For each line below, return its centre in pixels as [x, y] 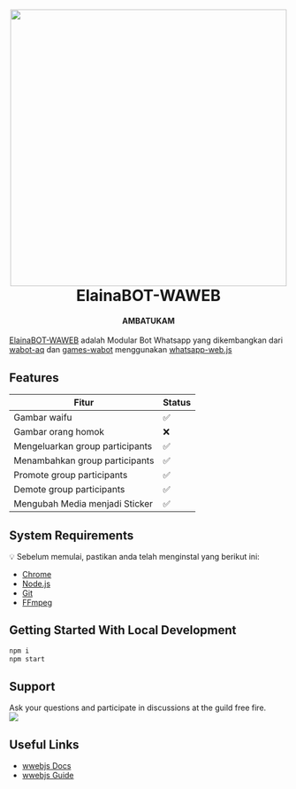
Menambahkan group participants [84, 460]
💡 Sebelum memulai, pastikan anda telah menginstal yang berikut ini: [135, 557]
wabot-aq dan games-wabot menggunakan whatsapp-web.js [121, 350]
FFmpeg [37, 603]
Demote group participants [69, 490]
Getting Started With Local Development [123, 630]
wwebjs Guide [48, 776]
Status [177, 403]
